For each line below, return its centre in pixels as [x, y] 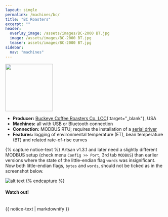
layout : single [21, 10]
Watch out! [17, 192]
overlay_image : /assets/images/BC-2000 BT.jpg [60, 33]
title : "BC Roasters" [28, 19]
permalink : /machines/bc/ [32, 15]
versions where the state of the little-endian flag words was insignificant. [80, 160]
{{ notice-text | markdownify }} [37, 209]
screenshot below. [25, 171]
